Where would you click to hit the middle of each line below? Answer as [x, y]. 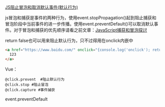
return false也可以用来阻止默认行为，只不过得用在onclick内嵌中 [69, 40]
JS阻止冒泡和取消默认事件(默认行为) [42, 7]
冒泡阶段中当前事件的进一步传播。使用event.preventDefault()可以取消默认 [80, 24]
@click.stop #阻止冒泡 [27, 85]
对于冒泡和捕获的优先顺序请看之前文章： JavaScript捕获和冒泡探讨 [80, 30]
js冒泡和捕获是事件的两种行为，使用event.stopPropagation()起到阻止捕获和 [81, 18]
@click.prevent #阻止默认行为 [35, 79]
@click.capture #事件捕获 [30, 90]
